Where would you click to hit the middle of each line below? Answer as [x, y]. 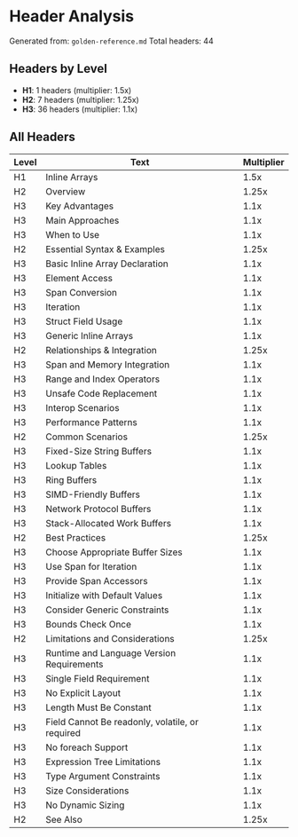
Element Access [79, 278]
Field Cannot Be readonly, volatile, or [122, 722]
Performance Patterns [91, 422]
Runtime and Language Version [111, 652]
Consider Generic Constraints [107, 610]
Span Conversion [82, 292]
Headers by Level [59, 69]
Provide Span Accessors [97, 580]
